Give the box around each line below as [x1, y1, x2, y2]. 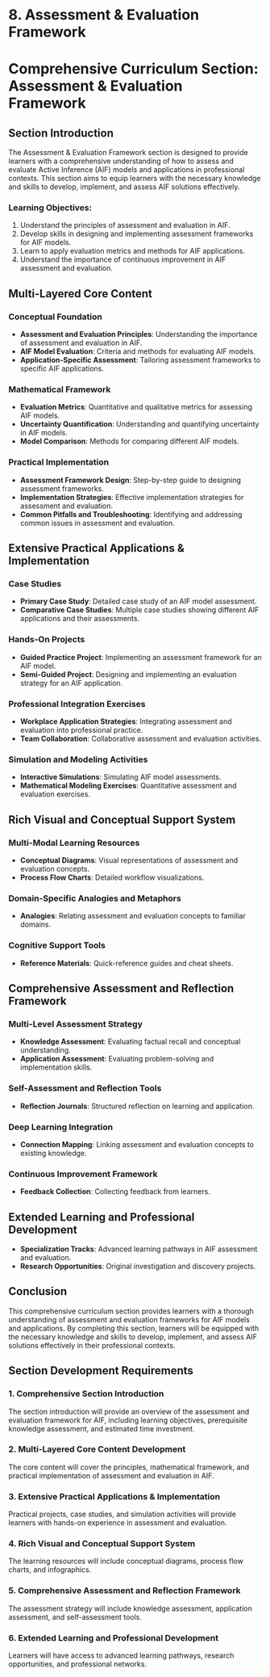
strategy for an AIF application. [19, 678, 123, 687]
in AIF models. [19, 428, 69, 438]
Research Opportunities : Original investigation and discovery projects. [19, 1262, 256, 1271]
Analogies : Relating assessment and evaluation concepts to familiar [19, 911, 246, 921]
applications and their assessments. [19, 614, 139, 624]
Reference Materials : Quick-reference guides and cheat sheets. [19, 958, 234, 968]
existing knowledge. [19, 1148, 87, 1158]
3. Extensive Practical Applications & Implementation [8, 1490, 220, 1502]
